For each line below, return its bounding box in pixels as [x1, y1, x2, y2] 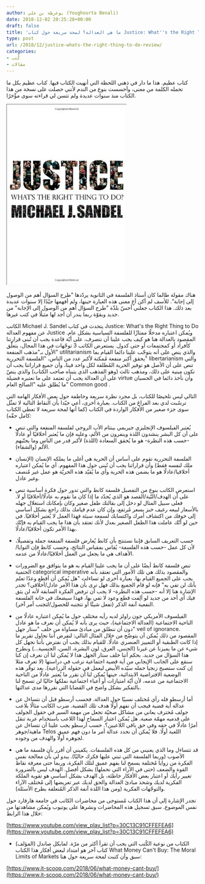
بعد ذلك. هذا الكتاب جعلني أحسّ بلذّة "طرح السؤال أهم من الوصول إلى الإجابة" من [6, 304, 192, 311]
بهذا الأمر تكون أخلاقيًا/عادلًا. [15, 525, 77, 532]
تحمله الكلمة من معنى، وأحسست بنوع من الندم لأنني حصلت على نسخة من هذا [6, 85, 183, 93]
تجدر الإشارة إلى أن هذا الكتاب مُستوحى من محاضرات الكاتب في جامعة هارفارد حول [6, 796, 196, 804]
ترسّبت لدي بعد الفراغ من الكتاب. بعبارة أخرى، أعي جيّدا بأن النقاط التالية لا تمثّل [6, 399, 187, 406]
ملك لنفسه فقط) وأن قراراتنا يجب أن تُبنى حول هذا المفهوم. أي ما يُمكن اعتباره [15, 461, 193, 469]
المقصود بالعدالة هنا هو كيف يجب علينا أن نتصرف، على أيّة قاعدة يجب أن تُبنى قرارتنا [6, 335, 196, 343]
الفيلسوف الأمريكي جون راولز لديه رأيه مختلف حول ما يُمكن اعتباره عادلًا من [15, 612, 187, 619]
